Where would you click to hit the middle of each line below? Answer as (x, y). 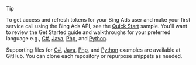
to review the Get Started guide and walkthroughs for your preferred (88, 32)
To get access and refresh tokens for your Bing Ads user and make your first (98, 20)
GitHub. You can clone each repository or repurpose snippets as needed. (94, 56)
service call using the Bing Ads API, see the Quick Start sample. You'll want (97, 26)
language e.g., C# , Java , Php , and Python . (57, 38)
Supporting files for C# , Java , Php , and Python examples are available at (93, 50)
